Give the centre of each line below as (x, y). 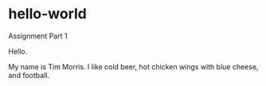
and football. (29, 75)
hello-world (48, 14)
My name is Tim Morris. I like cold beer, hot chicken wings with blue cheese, (133, 66)
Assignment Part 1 (38, 36)
